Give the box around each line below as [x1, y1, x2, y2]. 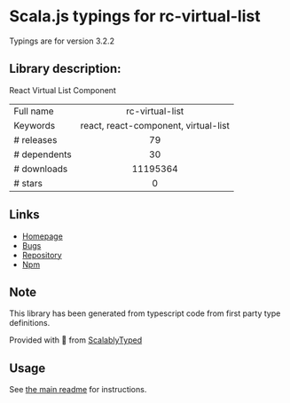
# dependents [13, 148, 73, 161]
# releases [13, 133, 58, 146]
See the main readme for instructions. [9, 384, 147, 395]
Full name [13, 105, 55, 117]
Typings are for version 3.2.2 [9, 36, 115, 46]
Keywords [13, 119, 56, 131]
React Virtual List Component [9, 84, 117, 95]
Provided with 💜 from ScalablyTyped [9, 335, 143, 345]
